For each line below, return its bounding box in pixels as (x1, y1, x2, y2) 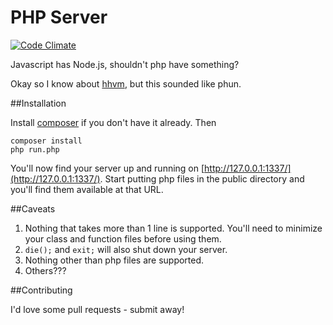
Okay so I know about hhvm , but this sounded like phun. (10, 77, 242, 90)
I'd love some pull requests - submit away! (10, 303, 185, 315)
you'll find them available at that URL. (10, 183, 164, 195)
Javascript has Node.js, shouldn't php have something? (10, 58, 240, 70)
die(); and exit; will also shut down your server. (24, 243, 228, 255)
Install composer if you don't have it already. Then (10, 116, 217, 128)
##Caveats (10, 202, 56, 215)
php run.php (10, 144, 60, 155)
